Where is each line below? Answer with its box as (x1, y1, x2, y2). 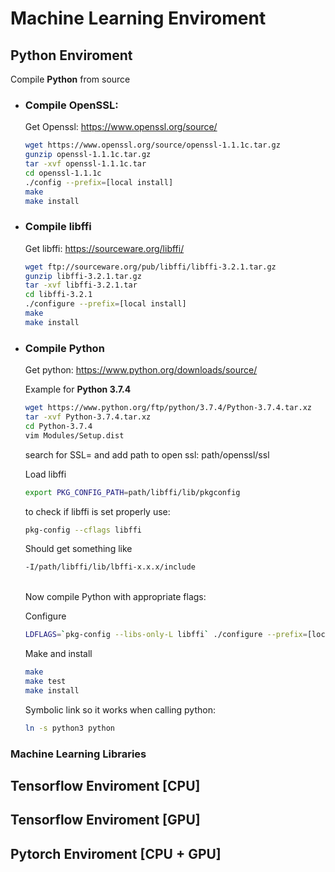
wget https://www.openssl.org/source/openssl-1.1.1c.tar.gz (24, 140, 281, 151)
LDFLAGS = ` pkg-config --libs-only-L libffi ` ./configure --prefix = (24, 630, 308, 640)
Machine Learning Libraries (10, 747, 147, 761)
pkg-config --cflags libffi (24, 525, 142, 535)
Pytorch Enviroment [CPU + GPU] (10, 845, 222, 862)
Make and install (24, 648, 93, 660)
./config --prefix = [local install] (24, 177, 174, 187)
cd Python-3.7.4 (24, 421, 93, 431)
